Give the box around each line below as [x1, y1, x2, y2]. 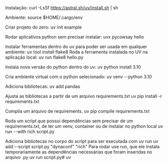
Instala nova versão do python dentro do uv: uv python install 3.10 [5, 64, 141, 70]
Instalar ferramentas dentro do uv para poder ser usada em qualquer [5, 44, 147, 50]
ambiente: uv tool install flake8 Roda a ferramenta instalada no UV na [5, 49, 148, 55]
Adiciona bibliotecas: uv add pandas [5, 83, 80, 89]
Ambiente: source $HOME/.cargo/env [5, 15, 83, 20]
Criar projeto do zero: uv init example [5, 24, 82, 30]
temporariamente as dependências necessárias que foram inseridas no [5, 149, 152, 155]
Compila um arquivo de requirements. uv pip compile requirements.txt [5, 108, 150, 114]
